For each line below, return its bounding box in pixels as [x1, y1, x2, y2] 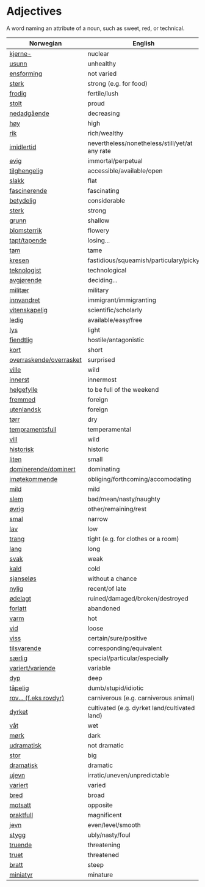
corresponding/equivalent [87, 644, 162, 653]
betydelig [9, 196, 37, 204]
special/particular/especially [87, 654, 169, 662]
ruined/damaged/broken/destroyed [87, 594, 189, 602]
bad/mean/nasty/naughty [87, 495, 160, 503]
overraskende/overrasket [9, 355, 82, 364]
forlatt [9, 604, 27, 613]
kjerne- [9, 49, 32, 58]
